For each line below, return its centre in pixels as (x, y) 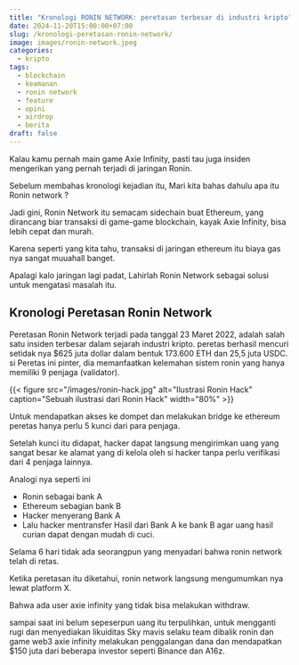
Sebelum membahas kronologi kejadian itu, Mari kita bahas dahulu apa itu (145, 185)
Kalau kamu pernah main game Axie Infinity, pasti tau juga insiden (130, 159)
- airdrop (35, 117)
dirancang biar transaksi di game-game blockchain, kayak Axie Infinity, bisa (148, 222)
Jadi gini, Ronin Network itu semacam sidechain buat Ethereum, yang (137, 212)
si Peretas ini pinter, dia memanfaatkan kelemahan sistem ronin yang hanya (147, 363)
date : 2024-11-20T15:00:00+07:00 (71, 26)
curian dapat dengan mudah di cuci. (88, 534)
